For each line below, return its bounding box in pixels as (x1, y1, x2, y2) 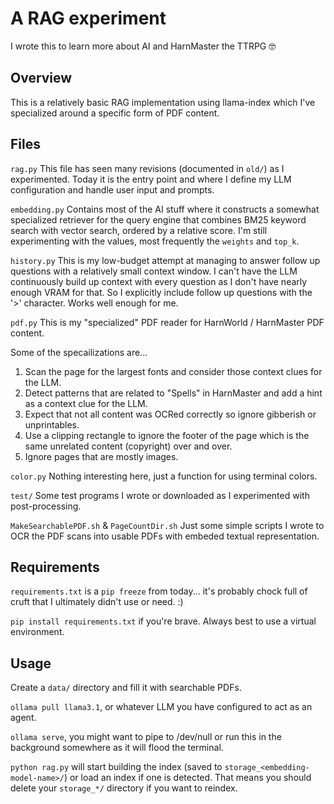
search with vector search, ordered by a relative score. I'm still (10, 224, 268, 236)
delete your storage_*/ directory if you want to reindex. (10, 782, 238, 794)
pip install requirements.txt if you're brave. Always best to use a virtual (10, 615, 317, 627)
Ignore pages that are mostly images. (24, 450, 179, 462)
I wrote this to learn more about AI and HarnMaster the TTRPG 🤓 (10, 40, 277, 52)
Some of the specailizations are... (10, 346, 148, 358)
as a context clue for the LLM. (24, 397, 148, 409)
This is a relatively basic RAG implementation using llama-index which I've (10, 96, 316, 108)
